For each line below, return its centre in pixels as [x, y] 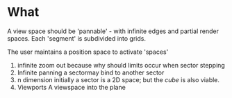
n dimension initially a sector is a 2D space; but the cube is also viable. [118, 79]
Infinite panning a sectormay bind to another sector [91, 72]
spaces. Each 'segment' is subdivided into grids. [76, 38]
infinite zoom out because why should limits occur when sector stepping [121, 65]
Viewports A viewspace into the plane [72, 87]
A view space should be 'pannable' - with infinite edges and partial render [113, 31]
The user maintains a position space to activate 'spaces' [88, 52]
